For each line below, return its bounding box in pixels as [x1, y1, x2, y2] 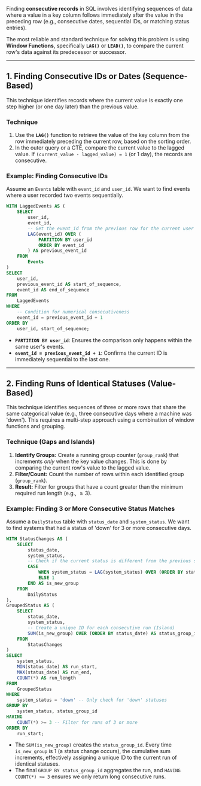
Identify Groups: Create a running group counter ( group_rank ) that [14, 451, 179, 458]
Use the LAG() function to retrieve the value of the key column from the [14, 132, 190, 139]
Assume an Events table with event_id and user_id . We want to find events [6, 185, 190, 193]
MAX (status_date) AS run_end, [17, 669, 93, 675]
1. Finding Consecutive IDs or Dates [6, 71, 141, 81]
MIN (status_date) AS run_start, [17, 664, 98, 670]
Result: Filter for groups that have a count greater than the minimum [14, 483, 184, 490]
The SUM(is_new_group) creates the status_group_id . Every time [14, 741, 172, 748]
